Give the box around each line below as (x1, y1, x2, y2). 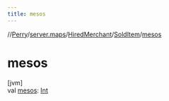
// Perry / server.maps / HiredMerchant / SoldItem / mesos (7, 30, 162, 38)
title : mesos (7, 10, 46, 18)
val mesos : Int (7, 86, 48, 95)
